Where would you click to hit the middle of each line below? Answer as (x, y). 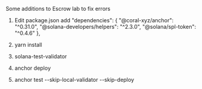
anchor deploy (32, 68)
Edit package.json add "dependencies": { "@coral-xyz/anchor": (94, 20)
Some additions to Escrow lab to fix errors (58, 9)
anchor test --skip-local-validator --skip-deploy (74, 80)
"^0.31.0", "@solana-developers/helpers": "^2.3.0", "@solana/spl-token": (105, 27)
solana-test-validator (41, 56)
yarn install (28, 45)
